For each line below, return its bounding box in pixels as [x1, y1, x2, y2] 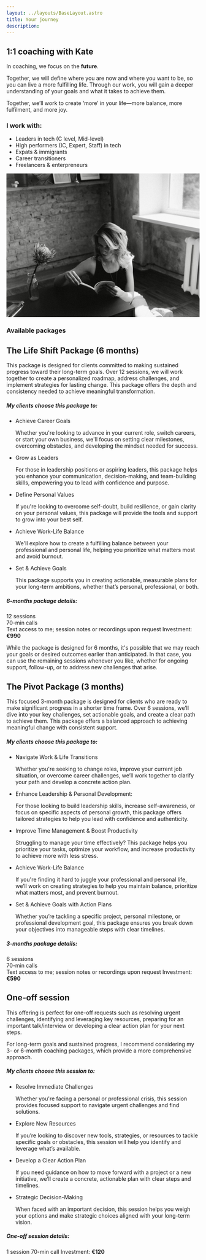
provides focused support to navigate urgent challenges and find [15, 1101, 180, 1108]
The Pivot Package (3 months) [6, 682, 124, 692]
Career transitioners [15, 155, 66, 162]
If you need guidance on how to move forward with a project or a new [15, 1169, 192, 1176]
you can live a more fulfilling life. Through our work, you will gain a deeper [6, 81, 194, 88]
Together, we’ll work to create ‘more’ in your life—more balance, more [6, 99, 183, 107]
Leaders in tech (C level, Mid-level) [15, 135, 104, 142]
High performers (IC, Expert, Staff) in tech [15, 142, 121, 149]
